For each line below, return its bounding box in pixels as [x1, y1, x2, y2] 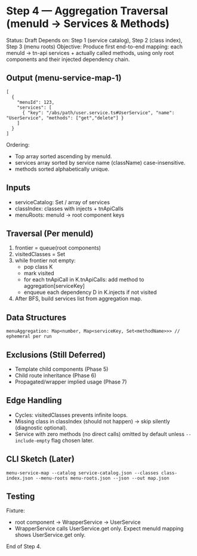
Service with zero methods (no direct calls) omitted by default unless [14, 430, 185, 437]
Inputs [6, 183, 31, 193]
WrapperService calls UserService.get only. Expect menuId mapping [14, 525, 184, 532]
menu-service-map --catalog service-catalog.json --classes [6, 470, 159, 476]
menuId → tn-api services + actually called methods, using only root [6, 49, 174, 56]
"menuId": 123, [17, 99, 55, 105]
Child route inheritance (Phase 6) [14, 372, 97, 379]
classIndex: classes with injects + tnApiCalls [14, 205, 124, 212]
